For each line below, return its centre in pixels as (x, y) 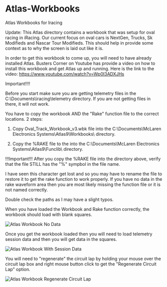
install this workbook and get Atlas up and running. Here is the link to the (80, 69)
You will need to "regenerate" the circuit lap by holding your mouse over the (83, 258)
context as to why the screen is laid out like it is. (54, 48)
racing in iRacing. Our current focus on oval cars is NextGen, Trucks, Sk (79, 38)
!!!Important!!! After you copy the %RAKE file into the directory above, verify (83, 159)
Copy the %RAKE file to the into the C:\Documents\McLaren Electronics (86, 144)
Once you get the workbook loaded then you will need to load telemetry (79, 234)
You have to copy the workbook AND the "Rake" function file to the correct (82, 114)
